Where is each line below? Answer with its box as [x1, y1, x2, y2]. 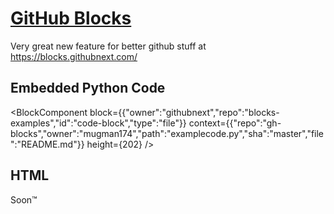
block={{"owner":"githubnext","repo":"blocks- [89, 106, 280, 118]
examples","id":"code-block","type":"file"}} [10, 117, 187, 129]
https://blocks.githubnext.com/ [10, 50, 138, 62]
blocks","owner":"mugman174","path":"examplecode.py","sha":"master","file [10, 127, 325, 139]
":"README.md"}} [10, 138, 85, 150]
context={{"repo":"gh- [188, 117, 282, 129]
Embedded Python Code [10, 80, 166, 97]
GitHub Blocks [10, 7, 132, 30]
